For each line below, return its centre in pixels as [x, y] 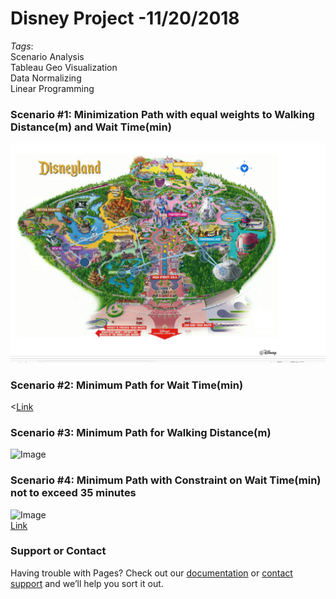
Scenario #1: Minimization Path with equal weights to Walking [162, 114]
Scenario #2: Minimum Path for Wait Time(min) [127, 385]
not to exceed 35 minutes [73, 493]
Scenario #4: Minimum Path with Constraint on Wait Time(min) [166, 480]
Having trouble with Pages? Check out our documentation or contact [151, 573]
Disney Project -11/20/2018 [125, 18]
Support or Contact [58, 551]
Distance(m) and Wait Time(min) [91, 127]
